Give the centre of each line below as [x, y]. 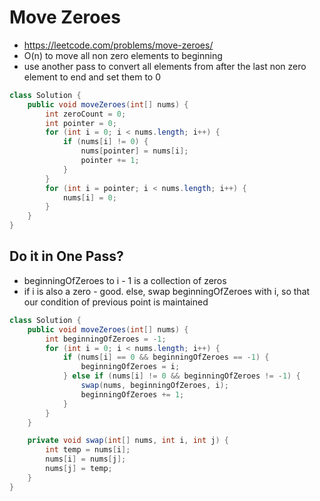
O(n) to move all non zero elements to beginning [123, 55]
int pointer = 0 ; [81, 123]
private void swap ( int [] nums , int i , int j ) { [128, 441]
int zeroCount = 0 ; [86, 114]
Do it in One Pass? [66, 256]
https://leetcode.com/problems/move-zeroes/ [118, 45]
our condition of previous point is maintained [116, 302]
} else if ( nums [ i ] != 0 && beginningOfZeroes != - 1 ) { [181, 376]
